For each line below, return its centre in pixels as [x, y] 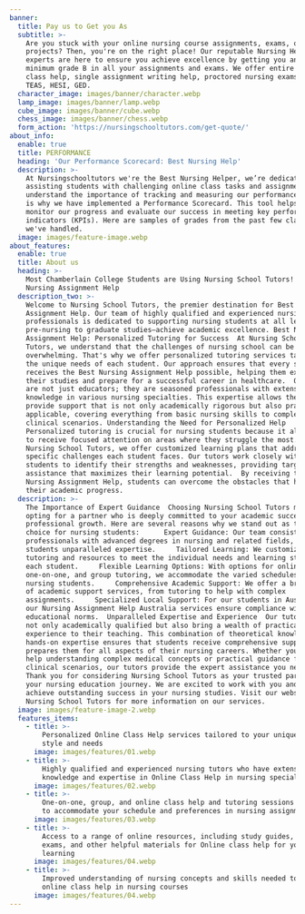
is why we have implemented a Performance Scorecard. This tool [150, 204]
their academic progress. [75, 490]
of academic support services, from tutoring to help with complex [156, 592]
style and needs [73, 744]
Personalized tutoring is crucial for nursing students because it [156, 431]
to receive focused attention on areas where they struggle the [150, 440]
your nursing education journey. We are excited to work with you [154, 684]
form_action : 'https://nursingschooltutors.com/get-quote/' [133, 128]
